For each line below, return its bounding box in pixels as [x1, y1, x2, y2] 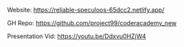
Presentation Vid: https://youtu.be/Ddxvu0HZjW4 [7, 32, 146, 40]
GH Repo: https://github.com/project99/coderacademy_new [7, 19, 177, 27]
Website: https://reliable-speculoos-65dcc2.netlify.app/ [7, 6, 165, 14]
